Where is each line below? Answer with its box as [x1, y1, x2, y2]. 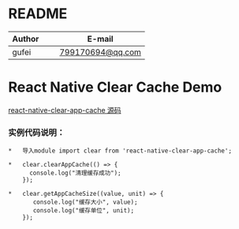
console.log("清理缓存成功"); [28, 169, 121, 178]
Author [12, 33, 39, 44]
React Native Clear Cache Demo [8, 78, 222, 96]
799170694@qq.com [58, 47, 142, 58]
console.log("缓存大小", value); [32, 198, 138, 206]
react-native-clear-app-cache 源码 [8, 105, 121, 114]
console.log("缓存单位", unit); [32, 207, 135, 215]
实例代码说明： [8, 127, 65, 138]
